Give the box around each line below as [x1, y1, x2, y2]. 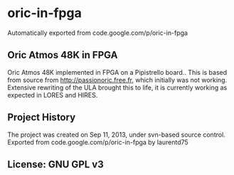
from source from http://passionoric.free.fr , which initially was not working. [7, 75, 228, 84]
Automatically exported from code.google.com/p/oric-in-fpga [7, 28, 188, 37]
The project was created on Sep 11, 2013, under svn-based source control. [7, 130, 225, 139]
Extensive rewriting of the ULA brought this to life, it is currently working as [7, 83, 228, 92]
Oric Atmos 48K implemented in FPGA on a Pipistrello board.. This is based [7, 68, 228, 76]
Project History [7, 112, 76, 124]
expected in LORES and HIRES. [7, 90, 98, 99]
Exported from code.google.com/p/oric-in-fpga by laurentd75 [7, 137, 188, 147]
